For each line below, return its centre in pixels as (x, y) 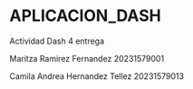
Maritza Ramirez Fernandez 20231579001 (87, 58)
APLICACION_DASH (85, 16)
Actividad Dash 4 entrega (57, 41)
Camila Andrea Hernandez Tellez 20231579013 (96, 76)
